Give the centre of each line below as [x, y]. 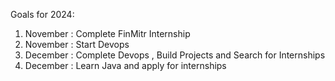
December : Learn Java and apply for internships [125, 65]
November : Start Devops [77, 44]
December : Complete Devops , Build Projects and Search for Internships [175, 55]
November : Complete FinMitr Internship [107, 33]
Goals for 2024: [42, 14]
